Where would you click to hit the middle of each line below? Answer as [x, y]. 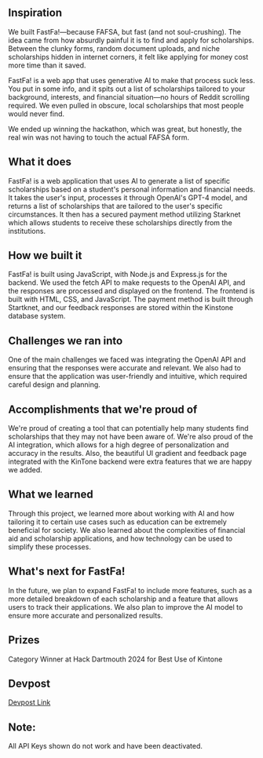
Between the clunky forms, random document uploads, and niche [114, 48]
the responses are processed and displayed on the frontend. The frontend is [131, 291]
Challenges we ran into [66, 341]
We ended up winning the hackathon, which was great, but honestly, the [125, 129]
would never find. [37, 114]
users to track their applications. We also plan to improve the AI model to [126, 607]
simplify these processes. [50, 547]
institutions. [27, 231]
